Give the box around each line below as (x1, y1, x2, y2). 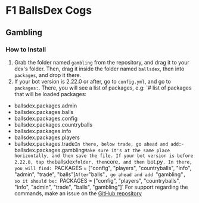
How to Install (5, 45, 46, 54)
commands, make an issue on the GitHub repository (14, 189, 142, 197)
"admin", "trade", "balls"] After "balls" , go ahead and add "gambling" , (14, 171, 186, 178)
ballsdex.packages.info (14, 127, 71, 134)
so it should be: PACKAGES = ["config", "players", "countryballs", (14, 177, 181, 184)
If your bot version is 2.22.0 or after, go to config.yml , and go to (14, 78, 171, 85)
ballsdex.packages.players (14, 134, 80, 141)
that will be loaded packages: (14, 90, 87, 97)
